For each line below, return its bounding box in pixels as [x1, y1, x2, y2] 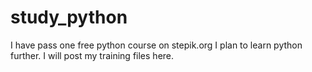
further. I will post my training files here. [10, 49, 175, 61]
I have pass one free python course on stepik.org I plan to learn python [10, 39, 303, 51]
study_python [10, 6, 128, 29]
